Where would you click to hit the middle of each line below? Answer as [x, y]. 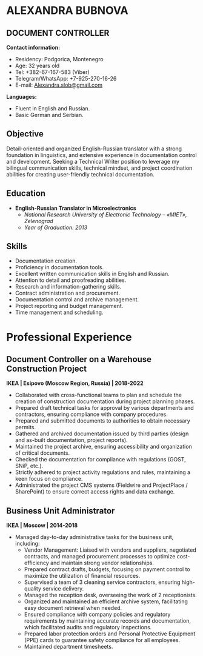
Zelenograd [38, 221]
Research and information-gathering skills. [68, 287]
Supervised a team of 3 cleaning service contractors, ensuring [102, 582]
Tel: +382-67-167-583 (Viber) [52, 72]
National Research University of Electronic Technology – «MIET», [105, 214]
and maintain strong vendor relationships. [102, 563]
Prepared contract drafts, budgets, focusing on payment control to [107, 569]
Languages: [22, 97]
